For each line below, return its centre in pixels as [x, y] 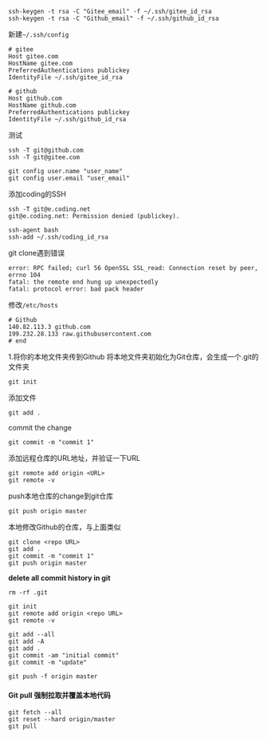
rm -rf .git [28, 593]
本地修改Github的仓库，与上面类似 [65, 527]
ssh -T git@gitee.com [44, 157]
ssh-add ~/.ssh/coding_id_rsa [59, 237]
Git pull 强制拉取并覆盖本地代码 [60, 695]
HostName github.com [43, 105]
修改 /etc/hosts [33, 305]
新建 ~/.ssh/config [39, 34]
